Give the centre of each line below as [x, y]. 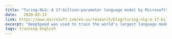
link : [11, 19]
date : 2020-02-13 [26, 15]
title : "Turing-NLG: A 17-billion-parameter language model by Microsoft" [87, 10]
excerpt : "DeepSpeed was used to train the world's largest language [81, 24]
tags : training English [31, 29]
